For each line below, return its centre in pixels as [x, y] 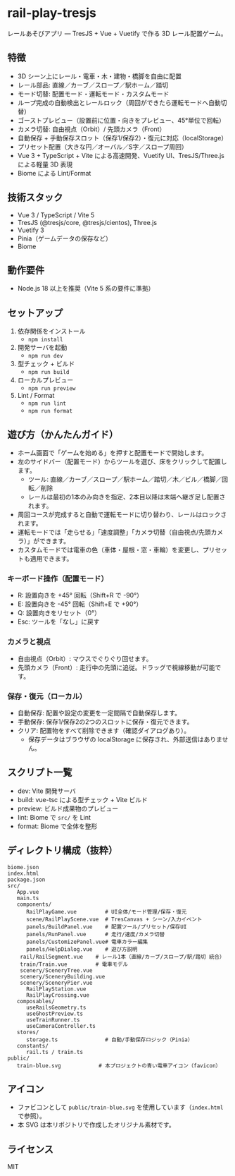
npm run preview [52, 389]
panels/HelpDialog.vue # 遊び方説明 [82, 949]
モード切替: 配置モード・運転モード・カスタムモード [93, 94]
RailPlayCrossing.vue [58, 995]
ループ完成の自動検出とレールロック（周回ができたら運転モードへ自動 [119, 102]
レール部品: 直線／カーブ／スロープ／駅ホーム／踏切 [93, 85]
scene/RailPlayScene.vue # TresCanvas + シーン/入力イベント [114, 919]
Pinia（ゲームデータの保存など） [65, 238]
